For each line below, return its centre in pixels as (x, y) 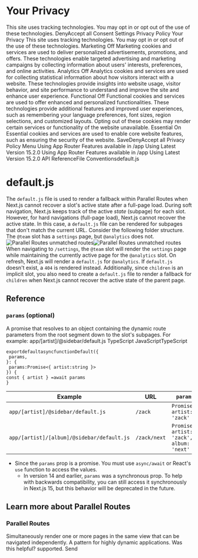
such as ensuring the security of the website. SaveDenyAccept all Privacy (95, 140)
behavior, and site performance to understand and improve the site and (93, 90)
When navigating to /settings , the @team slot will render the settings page (96, 249)
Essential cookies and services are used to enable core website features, (95, 133)
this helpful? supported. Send (42, 549)
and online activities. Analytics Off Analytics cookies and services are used (97, 71)
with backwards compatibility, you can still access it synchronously (105, 482)
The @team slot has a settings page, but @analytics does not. (80, 236)
